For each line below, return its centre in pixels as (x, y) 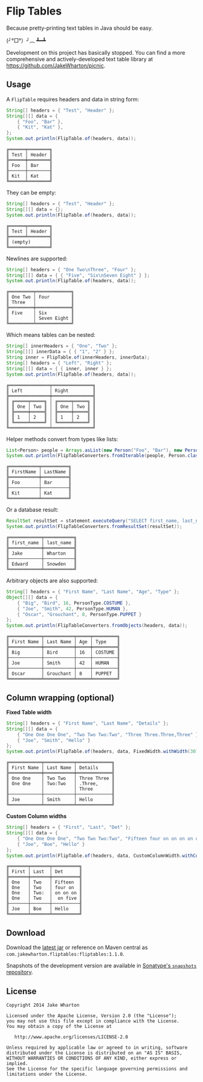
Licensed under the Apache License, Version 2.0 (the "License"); (92, 1016)
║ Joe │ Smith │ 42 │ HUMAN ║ (63, 663)
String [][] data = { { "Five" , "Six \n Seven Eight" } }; (78, 275)
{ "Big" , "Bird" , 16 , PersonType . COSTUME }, (74, 603)
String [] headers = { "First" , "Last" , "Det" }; (69, 827)
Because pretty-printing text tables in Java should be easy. (79, 28)
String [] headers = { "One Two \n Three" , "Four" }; (71, 269)
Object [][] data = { (32, 597)
